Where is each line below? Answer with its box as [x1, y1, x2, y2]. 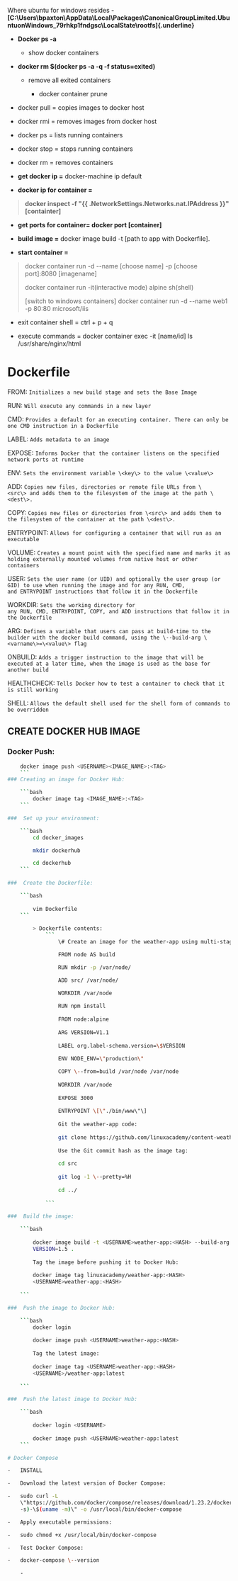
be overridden [7, 706, 50, 713]
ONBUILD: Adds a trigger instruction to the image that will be [7, 652, 204, 661]
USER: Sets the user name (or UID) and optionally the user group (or [7, 574, 221, 583]
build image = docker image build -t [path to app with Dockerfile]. [17, 234, 210, 243]
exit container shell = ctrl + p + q [17, 318, 113, 327]
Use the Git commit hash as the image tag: [57, 1147, 189, 1154]
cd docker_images [33, 834, 84, 841]
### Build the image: [7, 1213, 74, 1220]
